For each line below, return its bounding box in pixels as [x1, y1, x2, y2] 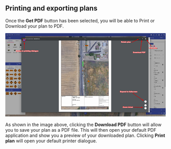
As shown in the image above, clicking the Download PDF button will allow [5, 122, 162, 128]
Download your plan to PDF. [5, 23, 64, 29]
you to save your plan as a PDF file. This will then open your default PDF [5, 127, 157, 133]
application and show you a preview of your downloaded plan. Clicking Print [5, 132, 165, 138]
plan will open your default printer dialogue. [5, 137, 97, 144]
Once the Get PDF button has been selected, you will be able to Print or [5, 17, 155, 23]
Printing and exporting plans [5, 4, 98, 13]
